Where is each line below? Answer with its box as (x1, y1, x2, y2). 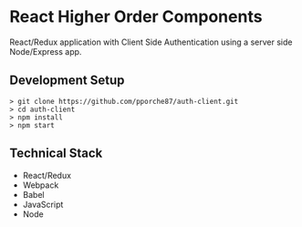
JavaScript (22, 199, 64, 210)
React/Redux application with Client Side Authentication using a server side (9, 36, 293, 47)
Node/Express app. (9, 46, 82, 57)
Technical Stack (9, 146, 103, 161)
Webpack (22, 180, 59, 191)
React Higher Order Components (9, 6, 263, 27)
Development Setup (9, 73, 125, 88)
